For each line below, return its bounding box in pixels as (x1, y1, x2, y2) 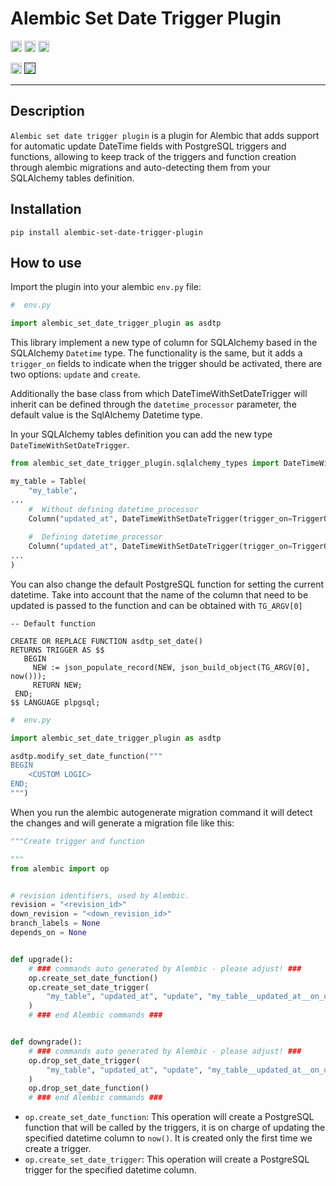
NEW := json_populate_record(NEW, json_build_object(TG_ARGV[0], (32, 662, 311, 672)
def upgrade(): (10, 954, 74, 964)
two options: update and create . (10, 368, 141, 381)
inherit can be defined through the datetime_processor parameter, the (10, 398, 297, 411)
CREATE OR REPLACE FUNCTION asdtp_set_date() (10, 636, 203, 646)
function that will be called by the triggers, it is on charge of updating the (24, 1122, 326, 1134)
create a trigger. (24, 1143, 92, 1155)
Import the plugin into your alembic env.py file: (10, 281, 202, 293)
